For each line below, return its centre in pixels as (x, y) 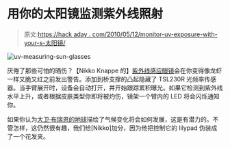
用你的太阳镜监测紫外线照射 (85, 14)
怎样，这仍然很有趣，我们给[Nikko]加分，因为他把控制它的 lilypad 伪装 (112, 128)
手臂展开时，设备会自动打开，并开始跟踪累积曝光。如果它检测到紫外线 (124, 88)
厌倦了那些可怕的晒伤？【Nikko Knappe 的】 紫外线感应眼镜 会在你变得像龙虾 (115, 70)
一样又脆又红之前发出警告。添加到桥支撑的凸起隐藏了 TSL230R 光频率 (106, 79)
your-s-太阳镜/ (45, 42)
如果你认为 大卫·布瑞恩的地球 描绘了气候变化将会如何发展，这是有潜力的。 (110, 119)
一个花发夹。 (31, 136)
